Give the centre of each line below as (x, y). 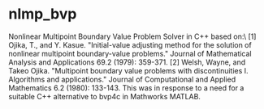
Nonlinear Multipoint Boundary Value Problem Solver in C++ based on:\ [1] (132, 36)
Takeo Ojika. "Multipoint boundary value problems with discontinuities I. (129, 70)
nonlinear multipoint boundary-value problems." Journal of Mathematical (130, 53)
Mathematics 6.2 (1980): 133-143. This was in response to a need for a (126, 88)
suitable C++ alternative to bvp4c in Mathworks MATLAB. (105, 96)
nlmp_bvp (43, 14)
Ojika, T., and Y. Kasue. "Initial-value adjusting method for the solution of (130, 44)
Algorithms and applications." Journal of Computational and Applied (122, 79)
